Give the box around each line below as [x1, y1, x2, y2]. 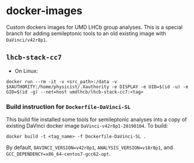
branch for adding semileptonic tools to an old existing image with [6, 29, 166, 36]
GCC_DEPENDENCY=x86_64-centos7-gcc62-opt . [6, 150, 111, 157]
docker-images [6, 4, 83, 18]
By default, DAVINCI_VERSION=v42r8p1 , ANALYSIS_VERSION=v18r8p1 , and [6, 144, 173, 151]
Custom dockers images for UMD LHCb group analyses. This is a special [6, 24, 183, 31]
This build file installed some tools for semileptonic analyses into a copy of [6, 116, 187, 123]
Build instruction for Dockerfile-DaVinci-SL [6, 102, 131, 111]
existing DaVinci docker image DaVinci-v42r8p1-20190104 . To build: [6, 122, 169, 129]
